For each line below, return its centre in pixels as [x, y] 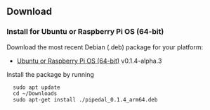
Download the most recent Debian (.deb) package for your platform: [105, 47]
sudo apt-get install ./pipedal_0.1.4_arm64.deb [85, 99]
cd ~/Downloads [35, 93]
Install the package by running [50, 74]
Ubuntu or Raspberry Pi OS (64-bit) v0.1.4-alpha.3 [89, 61]
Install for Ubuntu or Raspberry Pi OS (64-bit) [85, 32]
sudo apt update [37, 87]
